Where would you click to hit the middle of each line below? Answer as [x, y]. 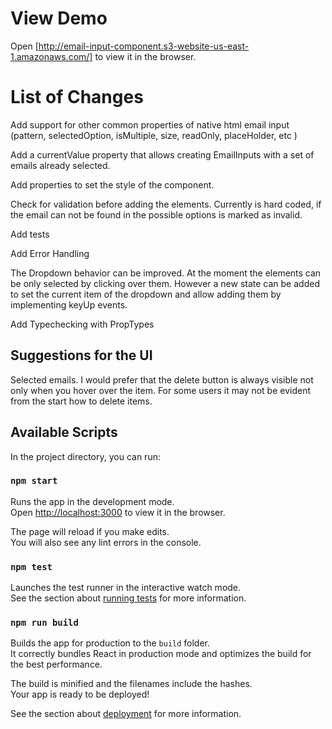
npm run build [44, 623]
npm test [31, 566]
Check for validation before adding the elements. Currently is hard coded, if [166, 204]
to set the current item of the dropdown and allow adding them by [146, 294]
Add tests [30, 234]
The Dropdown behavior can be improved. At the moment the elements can [166, 273]
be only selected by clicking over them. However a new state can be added [165, 283]
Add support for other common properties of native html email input [150, 124]
